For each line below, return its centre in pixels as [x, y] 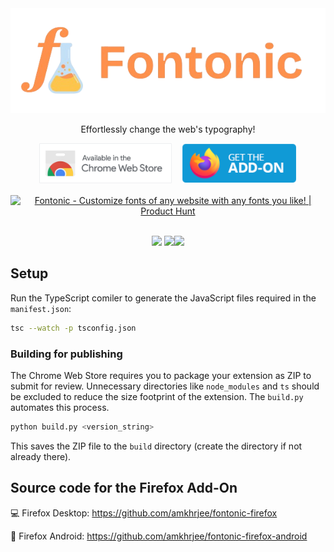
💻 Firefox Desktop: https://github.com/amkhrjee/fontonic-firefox [144, 513]
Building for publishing [66, 354]
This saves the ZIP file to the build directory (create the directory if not [156, 446]
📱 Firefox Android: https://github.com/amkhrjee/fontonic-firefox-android [159, 536]
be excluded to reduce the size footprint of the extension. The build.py [157, 396]
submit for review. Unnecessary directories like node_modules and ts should [165, 386]
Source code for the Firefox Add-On [124, 488]
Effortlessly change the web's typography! [168, 129]
